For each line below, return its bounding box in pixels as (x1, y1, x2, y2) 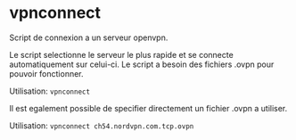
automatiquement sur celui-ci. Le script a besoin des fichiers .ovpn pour (9, 59, 275, 70)
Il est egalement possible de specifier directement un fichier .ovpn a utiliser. (9, 103, 288, 113)
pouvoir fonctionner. (9, 68, 84, 78)
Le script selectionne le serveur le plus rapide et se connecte (9, 49, 234, 60)
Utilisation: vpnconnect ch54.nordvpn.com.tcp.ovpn (9, 119, 194, 131)
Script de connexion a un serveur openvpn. (9, 32, 169, 43)
